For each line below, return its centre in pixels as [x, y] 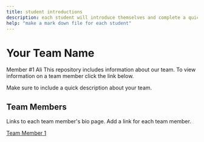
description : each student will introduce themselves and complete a [96, 18]
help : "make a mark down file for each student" [69, 23]
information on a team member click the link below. [70, 76]
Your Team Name [50, 53]
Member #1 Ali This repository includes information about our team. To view [101, 69]
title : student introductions [45, 12]
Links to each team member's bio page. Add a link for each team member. [99, 121]
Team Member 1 [26, 133]
